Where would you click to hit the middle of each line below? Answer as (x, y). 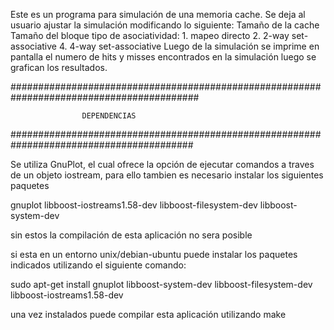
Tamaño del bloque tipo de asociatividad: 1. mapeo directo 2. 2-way (150, 35)
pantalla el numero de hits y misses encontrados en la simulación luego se (163, 57)
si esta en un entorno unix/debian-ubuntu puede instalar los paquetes (154, 254)
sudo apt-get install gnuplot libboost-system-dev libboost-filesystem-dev (161, 284)
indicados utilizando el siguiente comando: (98, 265)
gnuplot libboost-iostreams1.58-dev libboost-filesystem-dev (134, 205)
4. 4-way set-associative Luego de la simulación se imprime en (189, 46)
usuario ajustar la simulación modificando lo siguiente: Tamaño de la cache (165, 25)
